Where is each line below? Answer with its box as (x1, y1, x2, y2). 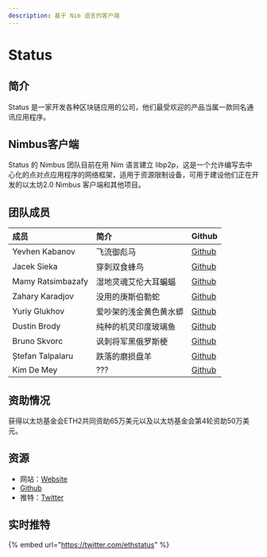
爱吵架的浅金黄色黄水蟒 (95, 306, 184, 317)
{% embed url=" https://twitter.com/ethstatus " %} (8, 539, 170, 549)
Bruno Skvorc (12, 336, 64, 347)
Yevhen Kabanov (12, 246, 75, 257)
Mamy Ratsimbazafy (12, 276, 89, 287)
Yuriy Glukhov (12, 306, 65, 317)
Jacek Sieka (12, 261, 58, 272)
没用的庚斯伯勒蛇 (95, 291, 161, 302)
